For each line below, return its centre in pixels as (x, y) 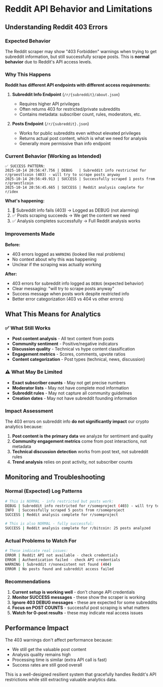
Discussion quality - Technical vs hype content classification (73, 349)
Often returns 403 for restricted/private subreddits (70, 109)
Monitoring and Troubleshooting (55, 477)
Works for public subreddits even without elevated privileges (80, 133)
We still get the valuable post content (49, 649)
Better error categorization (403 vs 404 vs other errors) (68, 299)
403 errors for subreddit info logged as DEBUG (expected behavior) (78, 283)
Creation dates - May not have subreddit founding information (74, 398)
